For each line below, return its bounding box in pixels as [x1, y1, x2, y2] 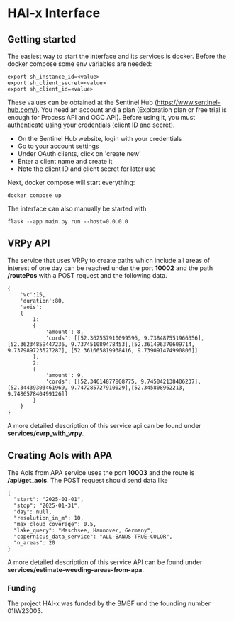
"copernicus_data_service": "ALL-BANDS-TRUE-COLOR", [13, 533, 173, 540]
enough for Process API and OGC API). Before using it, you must [7, 113, 196, 121]
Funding [7, 583, 37, 593]
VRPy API [7, 237, 50, 250]
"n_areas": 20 [13, 539, 55, 547]
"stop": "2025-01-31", [13, 502, 81, 509]
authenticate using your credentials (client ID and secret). [7, 121, 175, 129]
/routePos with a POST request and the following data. [7, 271, 168, 279]
